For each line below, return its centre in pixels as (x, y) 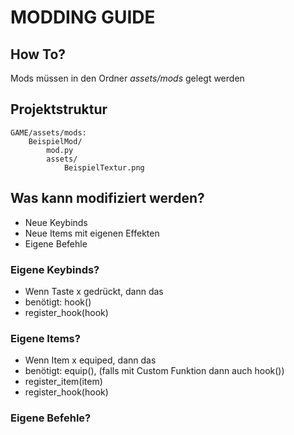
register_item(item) (63, 382)
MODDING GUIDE (83, 17)
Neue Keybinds (56, 222)
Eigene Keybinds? (55, 269)
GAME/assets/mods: (48, 132)
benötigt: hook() (58, 302)
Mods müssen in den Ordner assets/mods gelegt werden (127, 78)
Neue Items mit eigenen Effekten (92, 233)
